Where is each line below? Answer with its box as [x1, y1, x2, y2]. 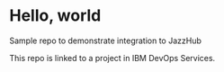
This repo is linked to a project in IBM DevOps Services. [9, 52, 216, 63]
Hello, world [9, 5, 102, 26]
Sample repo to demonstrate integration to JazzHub [9, 35, 202, 46]
